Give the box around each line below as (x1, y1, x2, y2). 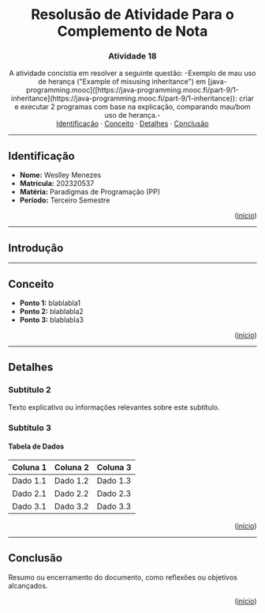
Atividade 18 (108, 51, 157, 62)
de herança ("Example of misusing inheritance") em (38, 77, 207, 86)
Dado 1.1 (12, 475, 47, 486)
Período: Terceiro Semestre (19, 195, 110, 205)
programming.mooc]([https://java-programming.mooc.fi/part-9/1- (26, 85, 239, 95)
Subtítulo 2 (8, 384, 51, 395)
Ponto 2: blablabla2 (19, 306, 84, 316)
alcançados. (8, 581, 48, 590)
